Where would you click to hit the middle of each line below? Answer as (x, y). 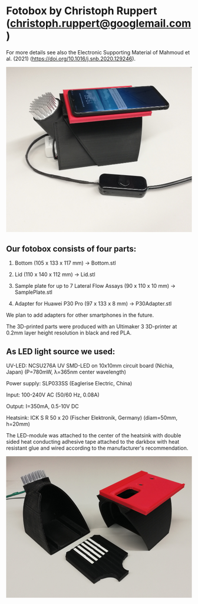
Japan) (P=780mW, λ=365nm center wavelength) (66, 372)
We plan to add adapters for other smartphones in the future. (80, 315)
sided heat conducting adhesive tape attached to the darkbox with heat (93, 442)
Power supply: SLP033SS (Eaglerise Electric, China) (69, 384)
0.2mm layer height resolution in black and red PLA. (69, 333)
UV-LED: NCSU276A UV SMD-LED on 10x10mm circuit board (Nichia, (90, 366)
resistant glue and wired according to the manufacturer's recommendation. (97, 448)
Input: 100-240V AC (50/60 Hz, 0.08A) (53, 395)
